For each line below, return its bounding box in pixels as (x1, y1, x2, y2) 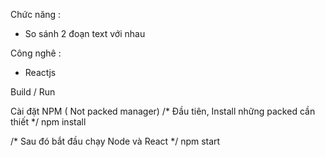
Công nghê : (10, 47, 62, 59)
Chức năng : (10, 9, 62, 20)
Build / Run (10, 86, 56, 98)
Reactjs (24, 67, 57, 78)
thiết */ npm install (10, 116, 87, 128)
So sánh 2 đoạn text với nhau (24, 28, 146, 39)
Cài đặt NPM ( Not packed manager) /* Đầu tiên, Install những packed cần (10, 105, 316, 117)
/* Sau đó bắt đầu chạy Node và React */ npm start (10, 135, 221, 147)
